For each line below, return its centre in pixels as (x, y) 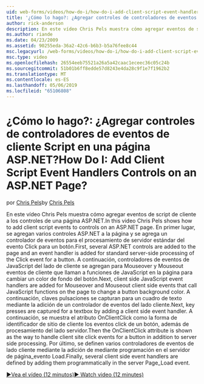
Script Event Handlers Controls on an (102, 173)
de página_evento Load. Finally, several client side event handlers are (92, 356)
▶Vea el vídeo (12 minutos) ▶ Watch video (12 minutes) (75, 374)
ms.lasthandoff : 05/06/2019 (42, 86)
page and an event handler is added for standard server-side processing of (100, 253)
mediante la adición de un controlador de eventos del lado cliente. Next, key (101, 304)
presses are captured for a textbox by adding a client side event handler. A (100, 311)
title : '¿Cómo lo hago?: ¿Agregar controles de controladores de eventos (102, 18)
